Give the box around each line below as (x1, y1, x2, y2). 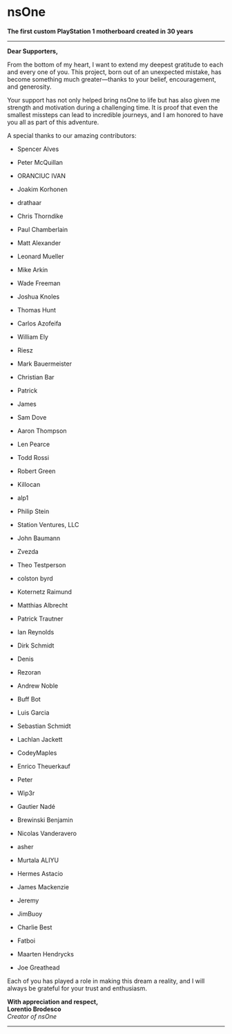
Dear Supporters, (7, 46, 59, 55)
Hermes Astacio (17, 869, 64, 877)
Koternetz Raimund (17, 587, 72, 596)
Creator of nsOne (7, 1012, 57, 1020)
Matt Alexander (17, 238, 61, 247)
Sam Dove (17, 413, 47, 421)
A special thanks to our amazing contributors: (7, 131, 137, 139)
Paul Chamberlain (17, 225, 68, 233)
